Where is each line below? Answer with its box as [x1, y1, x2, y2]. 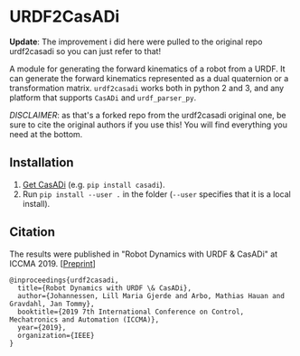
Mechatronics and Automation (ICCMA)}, [9, 314, 160, 324]
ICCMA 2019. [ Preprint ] [9, 258, 97, 268]
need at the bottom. [9, 128, 83, 139]
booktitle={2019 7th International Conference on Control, [17, 307, 245, 316]
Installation [9, 155, 74, 171]
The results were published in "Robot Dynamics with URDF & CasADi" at [9, 248, 278, 259]
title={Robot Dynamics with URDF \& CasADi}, [17, 283, 192, 293]
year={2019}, [17, 323, 67, 332]
